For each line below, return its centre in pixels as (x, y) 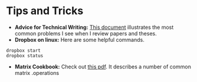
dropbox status (25, 55)
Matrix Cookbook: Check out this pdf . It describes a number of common (103, 67)
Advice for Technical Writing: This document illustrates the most (94, 27)
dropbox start (24, 50)
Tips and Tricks (45, 11)
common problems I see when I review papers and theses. (86, 33)
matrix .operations (37, 73)
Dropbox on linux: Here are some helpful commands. (79, 40)
